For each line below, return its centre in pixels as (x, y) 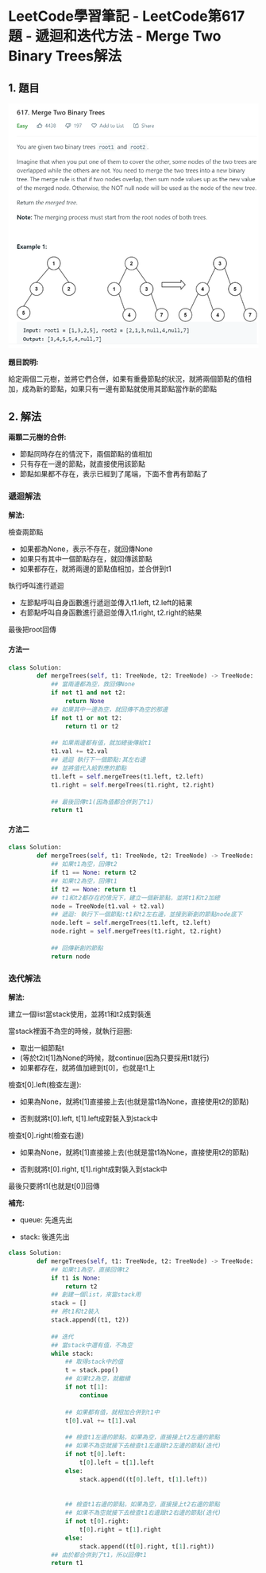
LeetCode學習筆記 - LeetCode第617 (127, 16)
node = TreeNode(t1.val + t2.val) (108, 906)
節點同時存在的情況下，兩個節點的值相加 (86, 454)
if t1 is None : (76, 1278)
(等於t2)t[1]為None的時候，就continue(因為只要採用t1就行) (114, 1058)
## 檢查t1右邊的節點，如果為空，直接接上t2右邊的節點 (143, 1505)
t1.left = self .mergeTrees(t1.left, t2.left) (127, 776)
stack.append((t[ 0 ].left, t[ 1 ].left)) (143, 1479)
